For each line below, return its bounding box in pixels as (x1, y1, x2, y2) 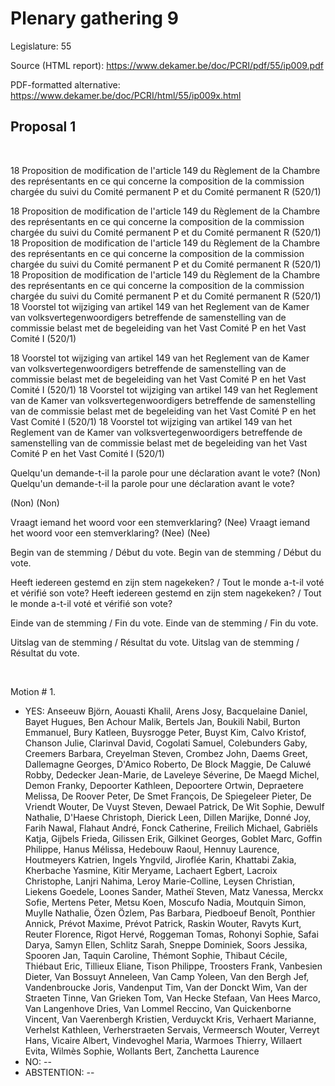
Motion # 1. (10, 685, 57, 697)
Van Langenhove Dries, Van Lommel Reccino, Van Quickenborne (24, 1002, 292, 1014)
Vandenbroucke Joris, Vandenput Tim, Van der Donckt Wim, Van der (24, 981, 308, 993)
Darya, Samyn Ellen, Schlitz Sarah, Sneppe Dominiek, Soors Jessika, (24, 938, 308, 951)
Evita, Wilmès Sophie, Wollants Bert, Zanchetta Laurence (24, 1045, 260, 1057)
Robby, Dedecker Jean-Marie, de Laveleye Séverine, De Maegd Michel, (24, 768, 320, 781)
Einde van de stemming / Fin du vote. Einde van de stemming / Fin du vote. (10, 617, 319, 629)
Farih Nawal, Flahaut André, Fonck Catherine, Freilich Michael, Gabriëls (24, 822, 318, 834)
